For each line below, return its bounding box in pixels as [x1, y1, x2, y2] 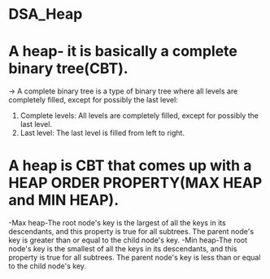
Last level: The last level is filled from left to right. [20, 128, 185, 138]
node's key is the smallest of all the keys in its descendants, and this [8, 244, 237, 254]
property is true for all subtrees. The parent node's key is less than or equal [8, 253, 261, 263]
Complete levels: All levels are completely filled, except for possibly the [20, 111, 259, 120]
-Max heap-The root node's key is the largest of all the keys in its [8, 218, 226, 228]
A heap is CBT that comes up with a [8, 156, 252, 175]
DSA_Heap [8, 5, 83, 24]
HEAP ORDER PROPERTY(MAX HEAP [8, 174, 263, 192]
